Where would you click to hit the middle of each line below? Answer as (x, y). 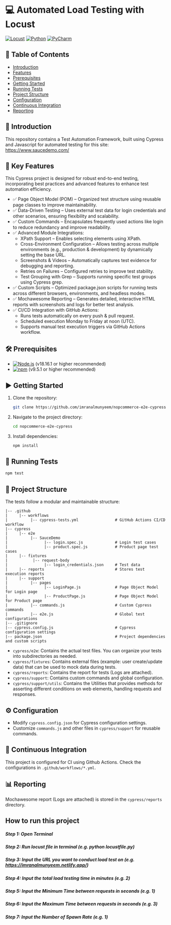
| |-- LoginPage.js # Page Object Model (82, 588)
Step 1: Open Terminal (29, 834)
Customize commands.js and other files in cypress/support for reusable (87, 728)
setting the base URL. (43, 255)
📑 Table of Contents (37, 55)
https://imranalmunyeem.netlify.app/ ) (47, 865)
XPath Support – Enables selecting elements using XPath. (81, 238)
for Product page (24, 601)
